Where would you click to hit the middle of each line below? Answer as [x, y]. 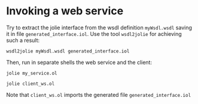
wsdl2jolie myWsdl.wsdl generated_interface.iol [68, 51]
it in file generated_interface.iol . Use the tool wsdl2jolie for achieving [94, 33]
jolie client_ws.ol [31, 84]
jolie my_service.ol [32, 73]
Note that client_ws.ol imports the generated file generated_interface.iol [99, 94]
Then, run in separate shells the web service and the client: [79, 62]
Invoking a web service [65, 11]
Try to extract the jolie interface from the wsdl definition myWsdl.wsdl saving [99, 27]
